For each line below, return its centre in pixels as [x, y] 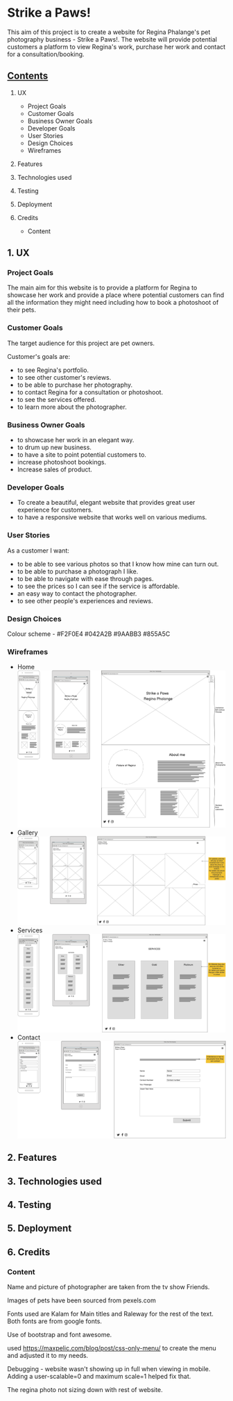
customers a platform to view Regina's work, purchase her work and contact [116, 47]
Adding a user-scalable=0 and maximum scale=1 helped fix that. [99, 1377]
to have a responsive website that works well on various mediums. [112, 517]
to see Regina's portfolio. [53, 370]
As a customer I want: [38, 551]
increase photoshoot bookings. [61, 462]
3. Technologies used [55, 1181]
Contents [28, 76]
